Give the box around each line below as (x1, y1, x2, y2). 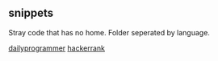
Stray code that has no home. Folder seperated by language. (8, 27, 210, 37)
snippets (8, 6, 54, 20)
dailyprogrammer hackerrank (8, 43, 106, 53)
